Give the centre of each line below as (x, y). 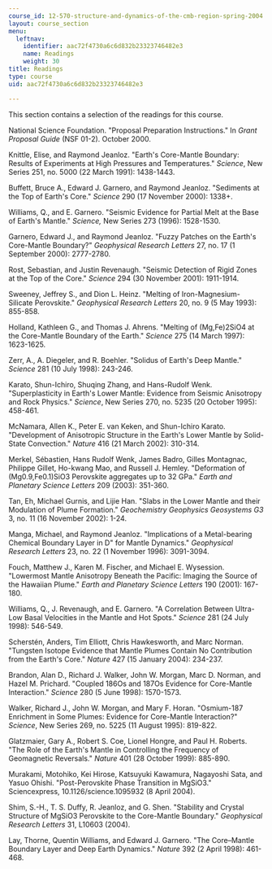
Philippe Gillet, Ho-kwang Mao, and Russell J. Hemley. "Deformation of (127, 468)
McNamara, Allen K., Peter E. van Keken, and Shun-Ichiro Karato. (117, 426)
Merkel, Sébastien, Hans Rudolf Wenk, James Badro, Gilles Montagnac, (128, 459)
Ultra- (245, 609)
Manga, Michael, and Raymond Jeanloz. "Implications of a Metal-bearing (130, 534)
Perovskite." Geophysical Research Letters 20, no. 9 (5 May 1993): (146, 303)
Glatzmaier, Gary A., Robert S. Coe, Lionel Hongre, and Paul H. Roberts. (128, 740)
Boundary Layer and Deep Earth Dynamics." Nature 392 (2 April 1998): (127, 849)
